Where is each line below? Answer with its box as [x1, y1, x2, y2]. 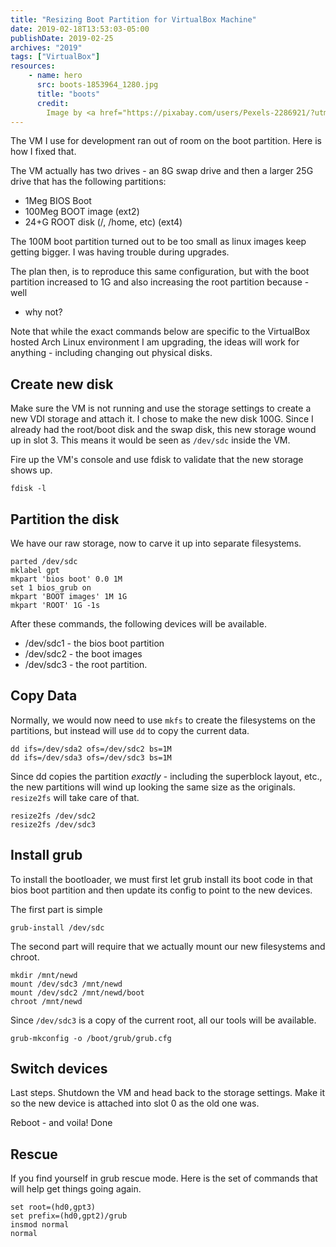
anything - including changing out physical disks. [10, 347, 213, 359]
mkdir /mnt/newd [10, 970, 78, 980]
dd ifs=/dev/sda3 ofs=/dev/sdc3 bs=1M [10, 752, 172, 763]
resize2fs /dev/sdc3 [10, 819, 97, 830]
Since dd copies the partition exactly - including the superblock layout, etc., [10, 770, 323, 782]
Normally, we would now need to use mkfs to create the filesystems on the [10, 714, 316, 726]
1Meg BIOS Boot [24, 195, 92, 207]
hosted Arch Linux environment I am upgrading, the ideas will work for [10, 336, 300, 348]
